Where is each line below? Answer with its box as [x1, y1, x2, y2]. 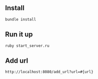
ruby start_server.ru [5, 43, 50, 48]
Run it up [5, 30, 33, 39]
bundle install [5, 17, 36, 22]
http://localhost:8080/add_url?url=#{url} [5, 70, 94, 75]
